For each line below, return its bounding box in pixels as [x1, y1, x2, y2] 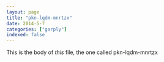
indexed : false [6, 32, 45, 38]
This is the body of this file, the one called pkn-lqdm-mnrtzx [6, 48, 158, 56]
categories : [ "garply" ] [6, 26, 67, 33]
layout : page [6, 9, 40, 15]
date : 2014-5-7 [6, 20, 45, 26]
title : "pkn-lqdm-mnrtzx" [6, 15, 72, 21]
